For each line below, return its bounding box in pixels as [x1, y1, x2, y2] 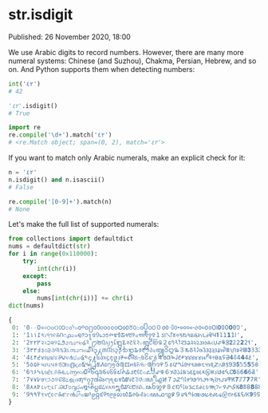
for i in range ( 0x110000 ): [8, 250, 98, 258]
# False [8, 183, 34, 191]
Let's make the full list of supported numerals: [8, 220, 160, 229]
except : [22, 272, 48, 280]
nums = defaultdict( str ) [8, 242, 91, 251]
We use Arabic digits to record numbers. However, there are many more [8, 47, 245, 57]
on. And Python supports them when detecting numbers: [8, 64, 195, 73]
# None [8, 205, 30, 213]
